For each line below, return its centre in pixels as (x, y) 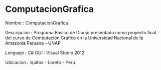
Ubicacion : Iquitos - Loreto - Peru (40, 62)
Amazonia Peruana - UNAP (33, 43)
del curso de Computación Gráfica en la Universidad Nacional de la (74, 38)
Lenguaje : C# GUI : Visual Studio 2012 (45, 53)
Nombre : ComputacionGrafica (37, 23)
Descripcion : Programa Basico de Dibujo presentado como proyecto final (81, 32)
